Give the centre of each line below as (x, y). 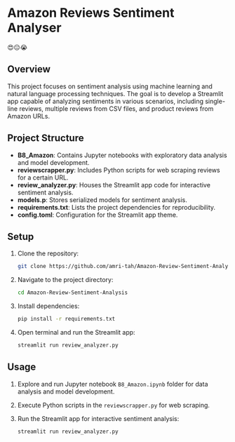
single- (215, 101)
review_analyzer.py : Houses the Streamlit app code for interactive (114, 185)
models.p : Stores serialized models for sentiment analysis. (102, 200)
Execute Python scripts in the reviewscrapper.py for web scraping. (114, 405)
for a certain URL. (43, 178)
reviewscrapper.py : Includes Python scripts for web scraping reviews (119, 170)
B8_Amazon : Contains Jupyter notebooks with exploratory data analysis (122, 155)
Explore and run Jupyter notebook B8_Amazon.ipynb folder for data (113, 384)
